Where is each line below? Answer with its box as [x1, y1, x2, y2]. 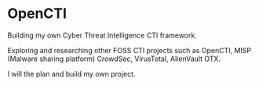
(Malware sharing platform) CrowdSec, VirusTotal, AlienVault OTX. [7, 54, 221, 63]
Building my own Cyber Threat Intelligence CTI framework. [7, 30, 197, 40]
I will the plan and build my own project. [7, 69, 136, 78]
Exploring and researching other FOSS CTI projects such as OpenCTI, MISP [7, 45, 252, 55]
